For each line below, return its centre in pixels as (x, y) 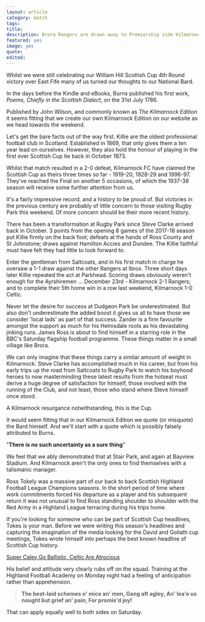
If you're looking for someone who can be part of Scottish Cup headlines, (99, 519)
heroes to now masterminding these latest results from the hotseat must (97, 376)
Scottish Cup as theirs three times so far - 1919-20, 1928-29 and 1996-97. (99, 174)
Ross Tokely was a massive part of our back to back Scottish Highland (95, 481)
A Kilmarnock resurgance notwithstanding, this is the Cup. (80, 408)
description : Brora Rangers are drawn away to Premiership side (90, 35)
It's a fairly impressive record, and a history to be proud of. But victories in (99, 199)
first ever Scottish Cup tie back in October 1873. (67, 156)
